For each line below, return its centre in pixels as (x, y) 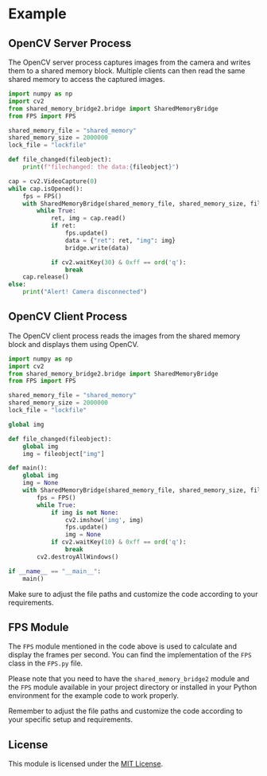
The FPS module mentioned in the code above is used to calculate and (122, 646)
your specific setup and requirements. (71, 719)
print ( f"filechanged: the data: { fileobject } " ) (101, 167)
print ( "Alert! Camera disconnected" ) (85, 292)
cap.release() (46, 277)
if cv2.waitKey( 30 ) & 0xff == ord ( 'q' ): (118, 262)
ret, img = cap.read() (88, 218)
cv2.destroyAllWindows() (78, 557)
